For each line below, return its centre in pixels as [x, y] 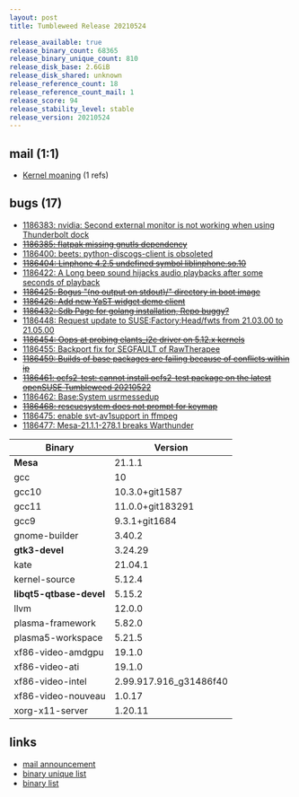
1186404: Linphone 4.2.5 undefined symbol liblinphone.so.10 [134, 263]
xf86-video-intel [50, 681]
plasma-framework [55, 623]
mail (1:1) [35, 153]
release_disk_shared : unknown [66, 76]
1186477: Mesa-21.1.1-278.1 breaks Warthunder [108, 425]
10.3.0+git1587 [149, 492]
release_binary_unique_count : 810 [74, 59]
